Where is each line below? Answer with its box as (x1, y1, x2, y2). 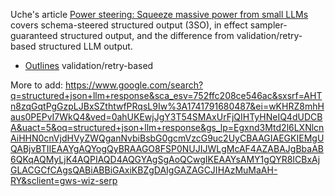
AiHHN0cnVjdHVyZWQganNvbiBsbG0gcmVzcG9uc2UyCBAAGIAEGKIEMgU (10, 132, 325, 144)
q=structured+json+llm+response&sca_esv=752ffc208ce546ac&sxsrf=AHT (10, 90, 323, 101)
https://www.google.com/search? (64, 79, 204, 91)
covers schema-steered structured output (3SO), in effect (10, 19, 248, 31)
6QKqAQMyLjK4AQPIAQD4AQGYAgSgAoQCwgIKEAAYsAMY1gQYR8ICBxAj (10, 154, 321, 165)
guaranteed (10, 30, 58, 41)
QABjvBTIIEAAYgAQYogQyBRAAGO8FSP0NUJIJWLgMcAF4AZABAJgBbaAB (10, 143, 324, 154)
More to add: (10, 79, 63, 91)
